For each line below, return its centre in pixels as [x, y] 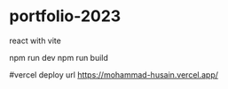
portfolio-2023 [65, 16]
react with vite [35, 41]
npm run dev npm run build [59, 57]
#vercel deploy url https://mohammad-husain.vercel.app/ [114, 74]
